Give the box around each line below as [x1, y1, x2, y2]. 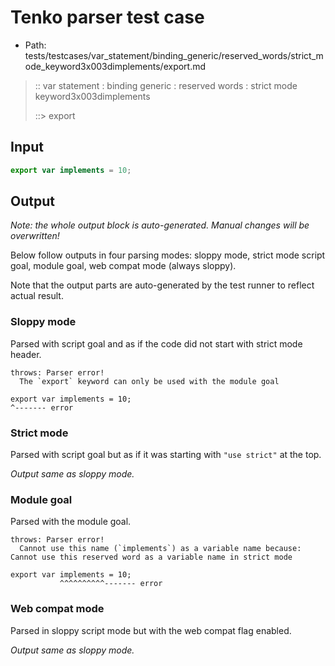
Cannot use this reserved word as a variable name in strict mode [10, 552, 293, 563]
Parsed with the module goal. [10, 516, 132, 528]
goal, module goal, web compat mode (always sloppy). [10, 260, 237, 272]
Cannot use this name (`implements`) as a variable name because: [19, 544, 302, 554]
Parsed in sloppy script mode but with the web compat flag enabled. [10, 624, 292, 636]
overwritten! [10, 230, 60, 242]
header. [10, 348, 42, 360]
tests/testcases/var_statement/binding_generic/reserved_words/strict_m [24, 49, 324, 61]
